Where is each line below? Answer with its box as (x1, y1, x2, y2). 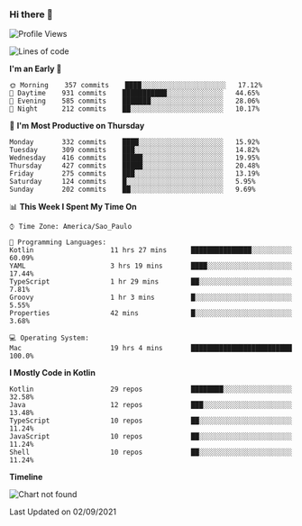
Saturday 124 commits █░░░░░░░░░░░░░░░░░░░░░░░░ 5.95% (9, 177, 256, 186)
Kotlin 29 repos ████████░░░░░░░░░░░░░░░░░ (9, 385, 293, 394)
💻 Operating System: (9, 333, 90, 343)
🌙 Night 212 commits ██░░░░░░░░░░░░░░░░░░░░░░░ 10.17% (9, 104, 260, 113)
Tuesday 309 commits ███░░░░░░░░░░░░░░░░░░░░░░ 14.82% (9, 146, 260, 155)
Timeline (9, 472, 43, 483)
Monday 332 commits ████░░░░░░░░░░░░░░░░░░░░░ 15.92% (9, 138, 260, 147)
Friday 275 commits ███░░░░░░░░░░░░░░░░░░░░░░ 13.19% (9, 169, 260, 178)
